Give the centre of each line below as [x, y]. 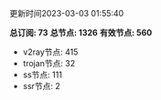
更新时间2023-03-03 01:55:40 [67, 13]
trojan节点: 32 [49, 63]
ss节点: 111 [42, 75]
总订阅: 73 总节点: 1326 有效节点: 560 [81, 33]
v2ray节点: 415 [50, 52]
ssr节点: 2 [42, 86]
